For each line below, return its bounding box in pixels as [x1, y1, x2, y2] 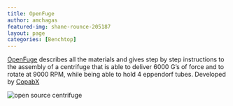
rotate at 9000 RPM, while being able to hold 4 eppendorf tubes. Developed [7, 70, 226, 79]
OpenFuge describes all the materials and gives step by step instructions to [7, 55, 225, 63]
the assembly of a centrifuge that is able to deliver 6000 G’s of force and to [7, 63, 225, 71]
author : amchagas [7, 17, 58, 24]
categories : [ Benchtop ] [7, 36, 77, 43]
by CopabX [7, 77, 40, 86]
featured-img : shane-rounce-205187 [7, 23, 111, 30]
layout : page [7, 29, 45, 37]
